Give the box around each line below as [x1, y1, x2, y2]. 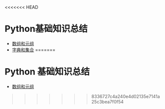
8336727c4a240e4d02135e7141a [91, 93, 160, 99]
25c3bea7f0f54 [91, 99, 124, 105]
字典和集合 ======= [11, 47, 56, 53]
